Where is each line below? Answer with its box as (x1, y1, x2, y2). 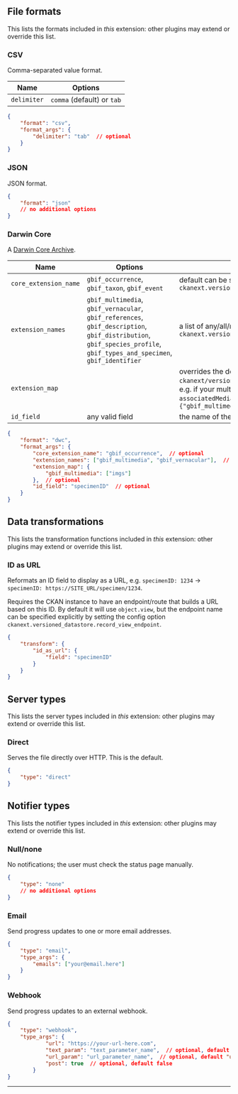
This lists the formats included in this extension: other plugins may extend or (7, 24, 230, 33)
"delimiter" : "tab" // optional (33, 133, 132, 140)
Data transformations (7, 516, 104, 528)
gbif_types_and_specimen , (86, 348, 173, 358)
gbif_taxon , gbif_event (86, 283, 164, 293)
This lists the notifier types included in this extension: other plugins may (7, 818, 217, 827)
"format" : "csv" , (20, 119, 72, 126)
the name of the (179, 412, 232, 422)
